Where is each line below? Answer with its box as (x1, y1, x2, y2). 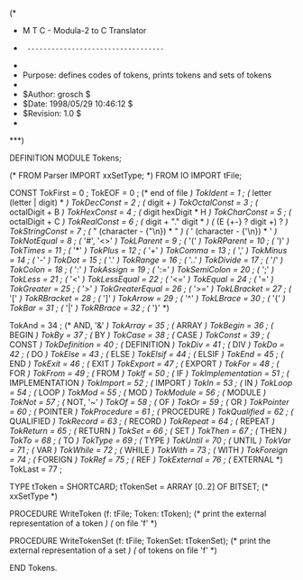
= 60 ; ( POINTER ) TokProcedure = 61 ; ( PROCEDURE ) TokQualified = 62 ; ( (9, 406, 294, 417)
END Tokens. (9, 563, 58, 573)
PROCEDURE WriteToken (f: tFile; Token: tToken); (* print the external (9, 509, 267, 519)
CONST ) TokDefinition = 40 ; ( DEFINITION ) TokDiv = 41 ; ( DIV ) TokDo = (9, 339, 286, 350)
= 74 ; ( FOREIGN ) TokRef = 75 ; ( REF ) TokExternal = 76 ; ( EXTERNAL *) (9, 455, 284, 465)
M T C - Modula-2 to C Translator (22, 25, 147, 35)
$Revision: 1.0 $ (22, 108, 82, 118)
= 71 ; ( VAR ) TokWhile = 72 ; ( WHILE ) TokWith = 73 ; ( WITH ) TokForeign (9, 445, 289, 455)
